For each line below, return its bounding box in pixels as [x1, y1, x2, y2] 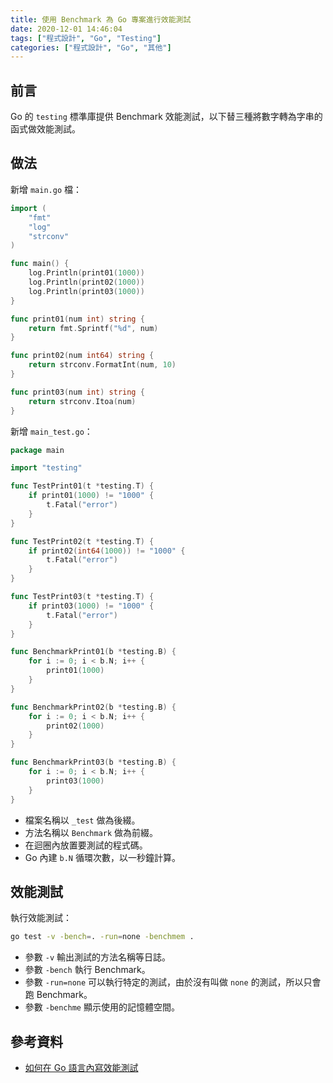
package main [10, 445, 65, 455]
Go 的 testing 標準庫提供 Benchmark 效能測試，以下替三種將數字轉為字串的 [10, 111, 323, 123]
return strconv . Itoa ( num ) [28, 396, 137, 406]
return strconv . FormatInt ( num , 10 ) [28, 360, 177, 370]
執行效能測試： [10, 912, 72, 924]
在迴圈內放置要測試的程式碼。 [24, 839, 148, 851]
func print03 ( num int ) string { [10, 387, 145, 397]
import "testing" [10, 463, 83, 473]
